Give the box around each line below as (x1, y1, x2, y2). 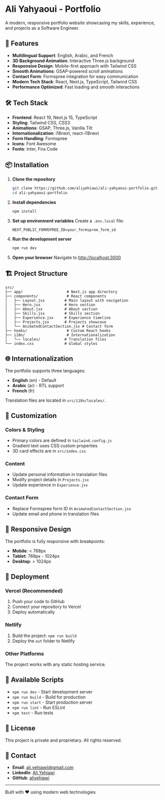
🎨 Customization (5, 411, 57, 420)
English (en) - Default (12, 377, 56, 383)
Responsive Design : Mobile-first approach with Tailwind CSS (12, 63, 137, 69)
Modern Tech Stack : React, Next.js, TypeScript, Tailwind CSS (12, 78, 137, 84)
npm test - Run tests (12, 710, 54, 716)
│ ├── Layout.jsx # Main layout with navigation (5, 298, 129, 303)
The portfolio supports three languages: (5, 368, 86, 374)
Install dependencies (12, 199, 56, 205)
